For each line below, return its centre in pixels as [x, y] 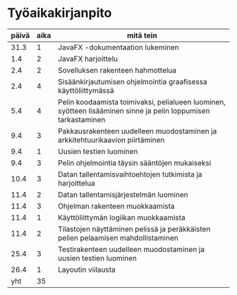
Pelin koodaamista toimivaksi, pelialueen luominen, [142, 102]
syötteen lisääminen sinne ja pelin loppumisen [134, 111]
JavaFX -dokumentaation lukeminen [118, 47]
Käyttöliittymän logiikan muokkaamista [121, 217]
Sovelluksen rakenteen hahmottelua [117, 70]
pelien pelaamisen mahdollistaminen [118, 238]
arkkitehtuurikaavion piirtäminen [111, 140]
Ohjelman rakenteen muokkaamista [116, 206]
